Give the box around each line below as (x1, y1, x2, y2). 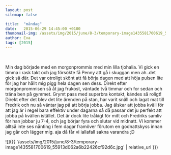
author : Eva (5, 36, 31, 41)
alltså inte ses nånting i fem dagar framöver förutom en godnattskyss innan (5, 123, 163, 130)
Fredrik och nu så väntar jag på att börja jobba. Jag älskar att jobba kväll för (5, 102, 164, 108)
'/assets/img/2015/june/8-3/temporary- (16, 138, 99, 145)
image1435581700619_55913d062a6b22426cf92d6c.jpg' (5, 144, 125, 150)
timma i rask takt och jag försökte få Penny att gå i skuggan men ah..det (5, 69, 156, 75)
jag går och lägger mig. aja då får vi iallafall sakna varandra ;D (5, 129, 135, 135)
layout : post (5, 7, 33, 13)
